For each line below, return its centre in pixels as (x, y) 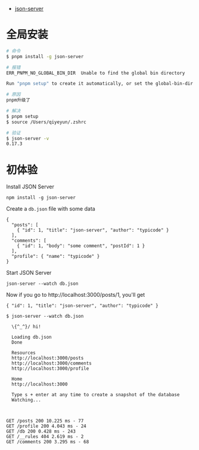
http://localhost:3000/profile (50, 369)
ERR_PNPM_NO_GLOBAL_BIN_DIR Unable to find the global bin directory (96, 73)
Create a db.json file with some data (51, 209)
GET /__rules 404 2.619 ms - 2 (45, 437)
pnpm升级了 (18, 100)
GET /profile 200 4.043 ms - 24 (46, 426)
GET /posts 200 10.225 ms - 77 (45, 421)
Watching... (27, 400)
